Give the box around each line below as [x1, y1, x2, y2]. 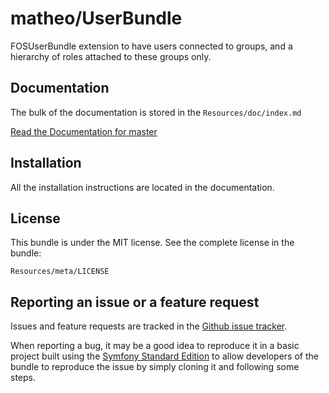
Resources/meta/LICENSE [10, 267, 110, 277]
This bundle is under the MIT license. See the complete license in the [10, 237, 295, 249]
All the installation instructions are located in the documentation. [10, 181, 275, 193]
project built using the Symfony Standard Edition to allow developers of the [10, 350, 319, 362]
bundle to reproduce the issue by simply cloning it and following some [10, 361, 300, 373]
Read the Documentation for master [10, 125, 158, 137]
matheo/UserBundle [10, 7, 183, 30]
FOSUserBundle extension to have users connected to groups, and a [10, 40, 293, 52]
